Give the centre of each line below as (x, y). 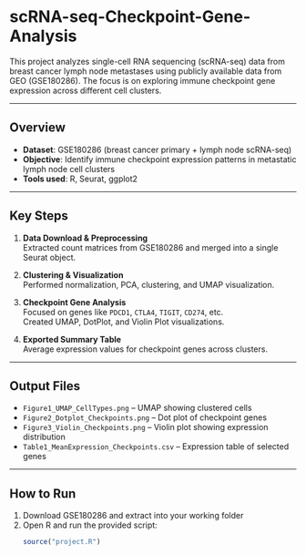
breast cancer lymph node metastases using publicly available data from (146, 71)
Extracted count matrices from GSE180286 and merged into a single (150, 247)
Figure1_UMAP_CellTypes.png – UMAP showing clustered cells (137, 408)
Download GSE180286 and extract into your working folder (133, 516)
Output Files (45, 386)
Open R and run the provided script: (90, 525)
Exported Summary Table (71, 339)
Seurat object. (49, 257)
